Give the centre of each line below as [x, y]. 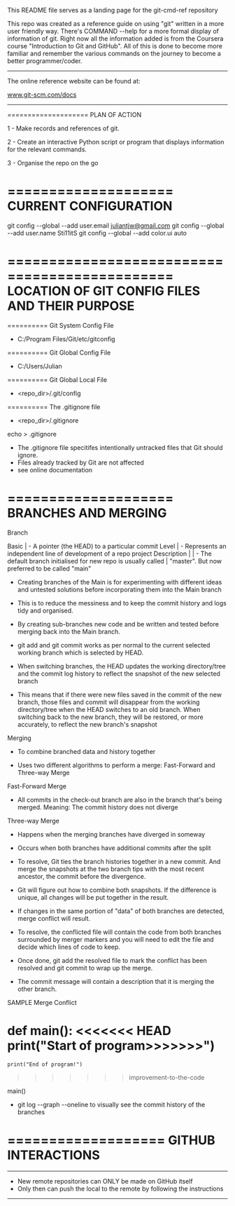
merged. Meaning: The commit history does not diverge [98, 807]
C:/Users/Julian [40, 366]
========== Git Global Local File [57, 379]
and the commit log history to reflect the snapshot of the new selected [119, 673]
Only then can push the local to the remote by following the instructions [120, 1188]
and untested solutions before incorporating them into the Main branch [119, 589]
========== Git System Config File [60, 325]
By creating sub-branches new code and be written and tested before [118, 624]
